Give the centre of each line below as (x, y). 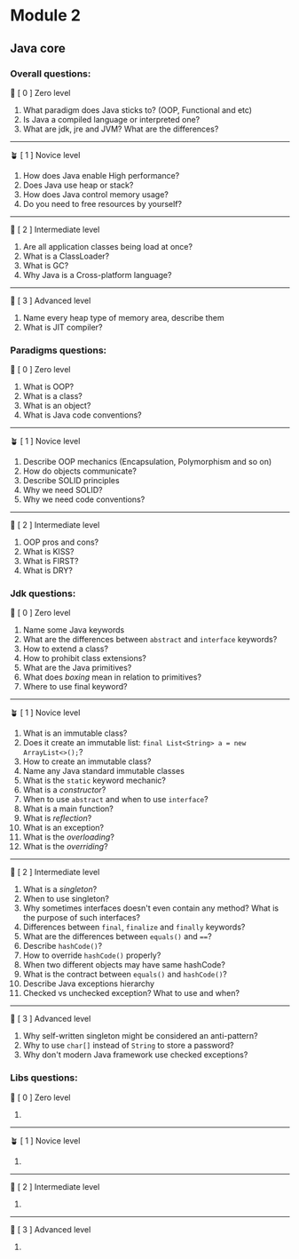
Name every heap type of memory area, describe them (123, 317)
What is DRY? (48, 570)
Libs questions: (44, 1078)
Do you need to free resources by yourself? (102, 203)
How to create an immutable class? (87, 761)
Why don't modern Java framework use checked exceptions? (135, 1055)
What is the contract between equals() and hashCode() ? (125, 975)
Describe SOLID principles (71, 481)
